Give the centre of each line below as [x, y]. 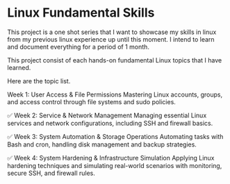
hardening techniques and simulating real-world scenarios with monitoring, [115, 165]
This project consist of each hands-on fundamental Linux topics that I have [115, 60]
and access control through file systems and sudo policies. [91, 101]
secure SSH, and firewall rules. [51, 173]
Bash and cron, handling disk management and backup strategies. [102, 144]
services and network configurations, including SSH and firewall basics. [110, 123]
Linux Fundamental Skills [81, 13]
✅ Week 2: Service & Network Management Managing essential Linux [107, 115]
